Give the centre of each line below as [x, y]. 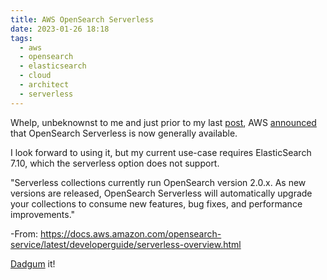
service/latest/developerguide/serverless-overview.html [126, 244]
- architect [44, 85]
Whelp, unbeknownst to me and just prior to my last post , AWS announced [163, 122]
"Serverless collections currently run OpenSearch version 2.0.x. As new [158, 182]
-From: [24, 233]
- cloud [35, 76]
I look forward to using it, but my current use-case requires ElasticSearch [161, 152]
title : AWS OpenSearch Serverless [82, 19]
